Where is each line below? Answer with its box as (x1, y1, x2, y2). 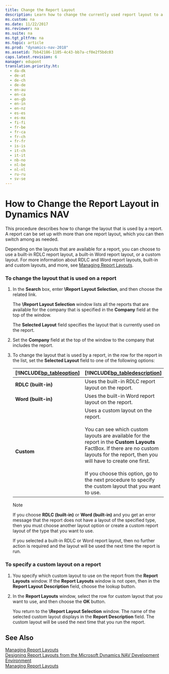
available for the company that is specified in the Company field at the (12, 306, 159, 313)
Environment (5, 657, 32, 664)
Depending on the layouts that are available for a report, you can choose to (5, 246, 161, 252)
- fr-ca (10, 129, 26, 134)
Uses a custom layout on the (84, 407, 152, 414)
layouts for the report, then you (84, 451, 158, 458)
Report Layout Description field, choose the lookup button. (12, 583, 136, 589)
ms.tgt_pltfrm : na (5, 36, 44, 41)
